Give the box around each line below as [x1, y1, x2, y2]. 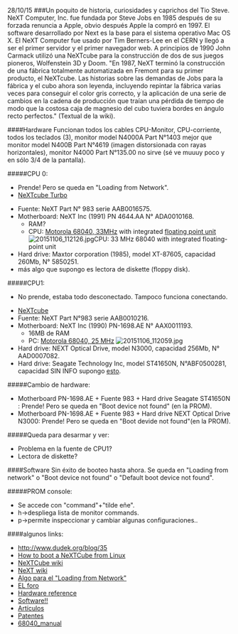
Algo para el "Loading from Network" [17, 574, 127, 582]
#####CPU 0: [7, 170, 48, 178]
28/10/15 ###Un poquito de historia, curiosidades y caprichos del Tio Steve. [7, 6, 230, 14]
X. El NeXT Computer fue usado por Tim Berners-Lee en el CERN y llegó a [7, 36, 225, 45]
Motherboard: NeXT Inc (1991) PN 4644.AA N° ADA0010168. [17, 213, 195, 220]
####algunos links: [7, 530, 64, 538]
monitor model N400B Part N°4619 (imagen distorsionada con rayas [7, 141, 207, 149]
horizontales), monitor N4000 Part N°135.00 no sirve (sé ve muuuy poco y [7, 149, 225, 156]
